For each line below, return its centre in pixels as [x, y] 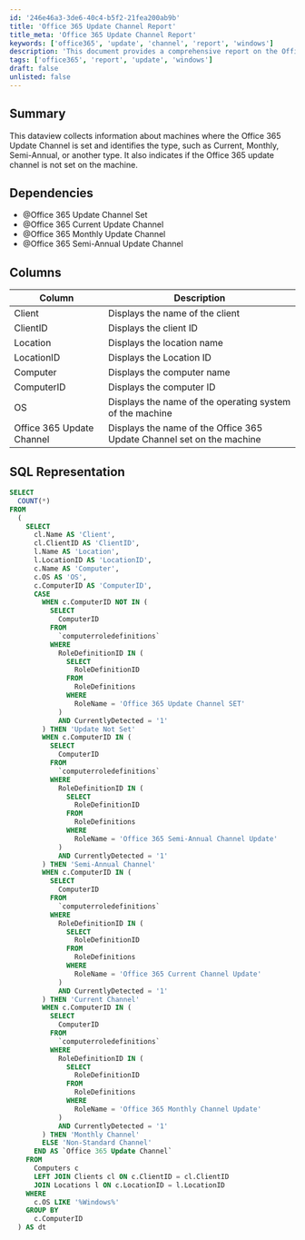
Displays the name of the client [174, 313]
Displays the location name [166, 343]
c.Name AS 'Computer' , [76, 569]
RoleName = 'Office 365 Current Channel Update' [167, 974]
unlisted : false [40, 77]
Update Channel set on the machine [185, 440]
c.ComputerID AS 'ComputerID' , [93, 585]
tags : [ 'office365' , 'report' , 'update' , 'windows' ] [111, 60]
